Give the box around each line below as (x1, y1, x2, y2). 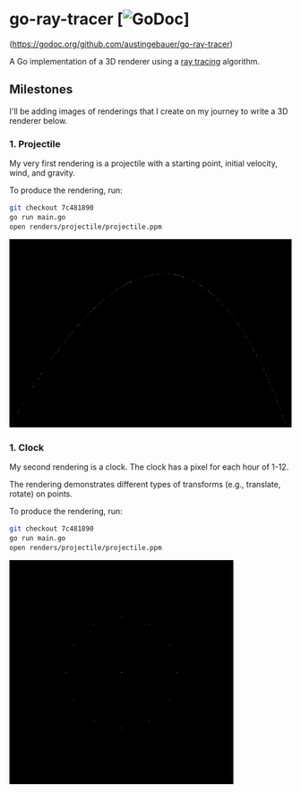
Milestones (9, 82, 73, 98)
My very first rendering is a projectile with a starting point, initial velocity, (9, 158, 278, 169)
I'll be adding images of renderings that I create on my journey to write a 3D (9, 106, 288, 117)
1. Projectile (9, 137, 61, 150)
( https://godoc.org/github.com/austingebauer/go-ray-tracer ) (9, 39, 233, 49)
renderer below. (9, 115, 68, 125)
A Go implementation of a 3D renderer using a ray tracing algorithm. (9, 56, 261, 66)
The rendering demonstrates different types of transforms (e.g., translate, (9, 479, 281, 489)
